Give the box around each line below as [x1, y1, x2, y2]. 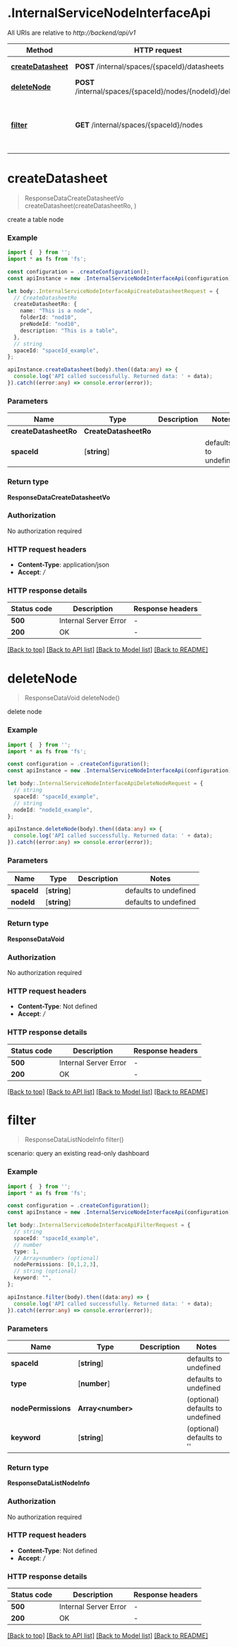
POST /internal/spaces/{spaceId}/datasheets [75, 62, 224, 72]
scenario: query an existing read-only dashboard [7, 1149, 150, 1158]
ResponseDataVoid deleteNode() [24, 694, 120, 702]
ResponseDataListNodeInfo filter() [24, 1135, 124, 1144]
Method [25, 45, 53, 55]
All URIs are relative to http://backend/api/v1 [7, 28, 136, 37]
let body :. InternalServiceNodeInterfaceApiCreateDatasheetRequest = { [7, 287, 219, 295]
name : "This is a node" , [20, 307, 93, 314]
